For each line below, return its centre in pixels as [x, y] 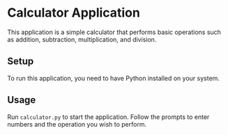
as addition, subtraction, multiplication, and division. [82, 39]
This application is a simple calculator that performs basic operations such [114, 32]
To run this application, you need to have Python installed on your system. [113, 78]
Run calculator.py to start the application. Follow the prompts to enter [108, 117]
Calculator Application [74, 13]
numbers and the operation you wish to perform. [77, 124]
